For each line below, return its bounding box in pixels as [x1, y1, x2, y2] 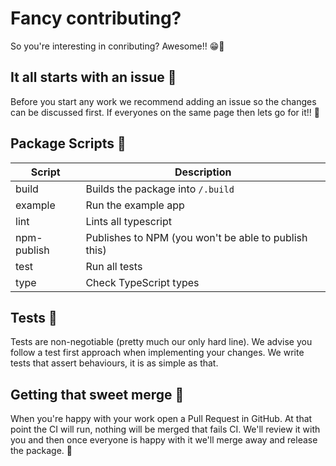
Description [174, 165, 232, 179]
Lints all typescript [85, 214, 172, 228]
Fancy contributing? [10, 7, 182, 30]
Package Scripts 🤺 [10, 135, 127, 152]
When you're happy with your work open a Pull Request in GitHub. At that [10, 413, 313, 425]
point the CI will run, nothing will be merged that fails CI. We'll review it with [10, 423, 321, 436]
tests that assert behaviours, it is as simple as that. [10, 357, 219, 369]
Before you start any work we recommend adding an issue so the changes [10, 95, 317, 107]
